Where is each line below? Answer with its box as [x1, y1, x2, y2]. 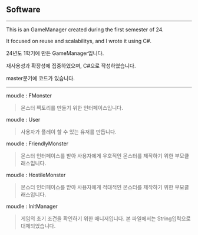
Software [6, 5, 41, 15]
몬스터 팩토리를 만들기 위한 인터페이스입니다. [20, 104, 124, 111]
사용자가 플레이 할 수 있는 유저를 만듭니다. [20, 128, 117, 135]
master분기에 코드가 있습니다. [6, 74, 75, 81]
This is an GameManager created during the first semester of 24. [6, 26, 164, 33]
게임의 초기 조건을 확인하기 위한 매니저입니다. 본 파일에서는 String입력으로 [20, 215, 191, 222]
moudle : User [6, 116, 41, 123]
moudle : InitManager [6, 203, 58, 210]
